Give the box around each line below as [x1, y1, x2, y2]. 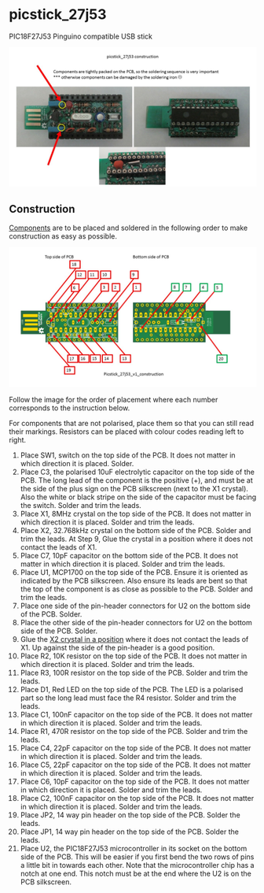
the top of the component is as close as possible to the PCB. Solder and [20, 584, 254, 594]
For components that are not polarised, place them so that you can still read [9, 418, 255, 428]
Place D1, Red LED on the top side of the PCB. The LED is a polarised [20, 684, 244, 694]
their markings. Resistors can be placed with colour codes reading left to [9, 427, 244, 436]
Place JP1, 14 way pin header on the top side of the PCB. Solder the [20, 827, 239, 836]
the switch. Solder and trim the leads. [20, 500, 142, 509]
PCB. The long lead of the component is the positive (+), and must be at [20, 475, 254, 485]
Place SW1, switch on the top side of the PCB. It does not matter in [20, 450, 236, 460]
